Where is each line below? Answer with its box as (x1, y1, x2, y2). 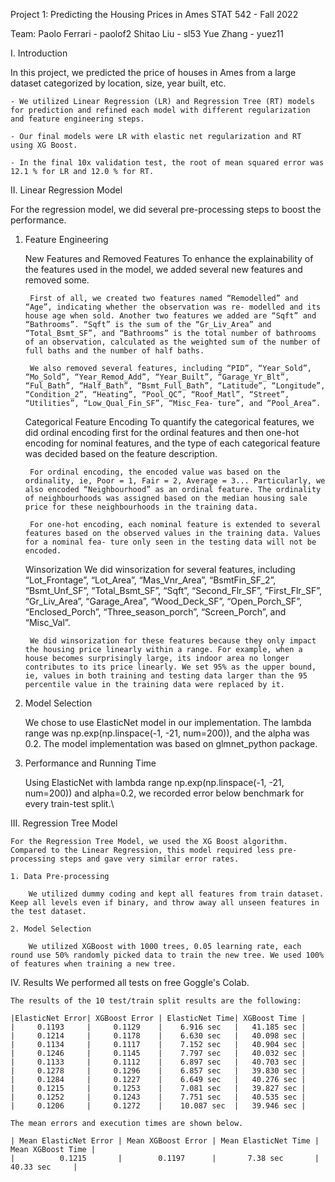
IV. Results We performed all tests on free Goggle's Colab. (10, 977, 250, 988)
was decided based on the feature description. (24, 448, 218, 459)
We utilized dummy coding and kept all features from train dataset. (28, 889, 325, 899)
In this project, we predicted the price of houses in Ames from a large (10, 67, 297, 78)
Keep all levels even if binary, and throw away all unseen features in (10, 898, 320, 908)
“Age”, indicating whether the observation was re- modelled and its (24, 302, 322, 312)
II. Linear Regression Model (10, 184, 123, 196)
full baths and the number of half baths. (24, 346, 205, 356)
